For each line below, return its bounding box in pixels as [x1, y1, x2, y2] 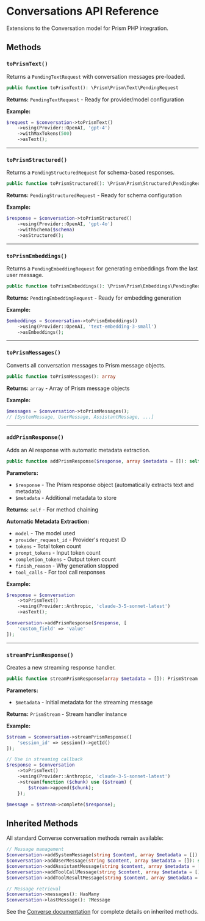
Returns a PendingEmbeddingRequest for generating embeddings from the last [6, 264, 198, 272]
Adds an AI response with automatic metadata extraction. [6, 446, 151, 453]
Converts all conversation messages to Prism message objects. [6, 361, 166, 369]
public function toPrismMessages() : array [6, 374, 116, 380]
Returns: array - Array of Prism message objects [6, 385, 130, 392]
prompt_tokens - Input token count [15, 549, 101, 556]
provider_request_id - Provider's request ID [15, 536, 126, 543]
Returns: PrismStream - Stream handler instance [6, 710, 127, 718]
